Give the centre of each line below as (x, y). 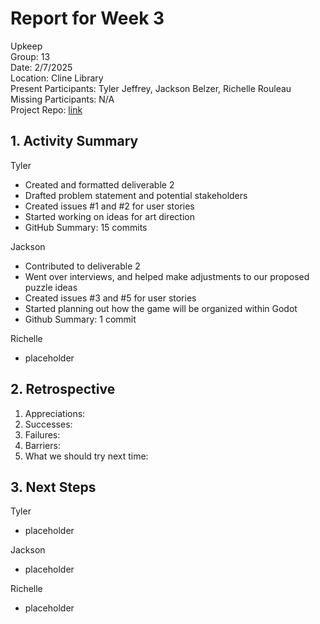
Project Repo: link (46, 109)
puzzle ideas (51, 287)
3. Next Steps (53, 487)
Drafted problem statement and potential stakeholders (136, 195)
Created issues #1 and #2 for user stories (109, 206)
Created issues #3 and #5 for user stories (110, 298)
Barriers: (42, 445)
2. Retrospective (63, 389)
